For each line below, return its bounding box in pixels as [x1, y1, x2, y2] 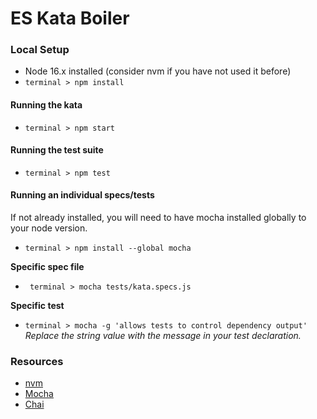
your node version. [10, 222, 88, 234]
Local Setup [10, 43, 70, 57]
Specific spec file [10, 261, 85, 273]
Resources [10, 355, 64, 369]
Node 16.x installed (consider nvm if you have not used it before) [24, 65, 292, 77]
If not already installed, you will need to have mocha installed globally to [10, 212, 307, 224]
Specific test [10, 300, 65, 312]
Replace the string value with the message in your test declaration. [24, 330, 302, 342]
